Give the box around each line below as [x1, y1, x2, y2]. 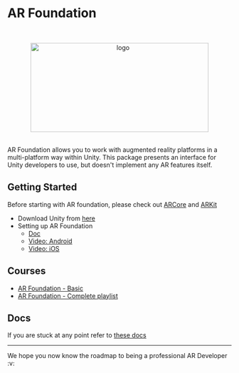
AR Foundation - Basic [17, 284, 84, 292]
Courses [7, 265, 46, 277]
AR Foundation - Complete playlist [17, 291, 119, 300]
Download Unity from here [17, 214, 96, 223]
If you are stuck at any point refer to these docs [7, 331, 147, 339]
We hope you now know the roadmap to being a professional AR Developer [7, 352, 228, 360]
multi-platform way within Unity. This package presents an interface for [7, 153, 217, 161]
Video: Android [28, 237, 73, 245]
